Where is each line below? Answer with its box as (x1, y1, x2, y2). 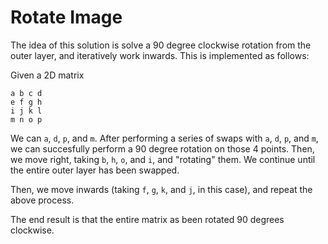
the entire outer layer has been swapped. (10, 164, 180, 176)
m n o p (10, 114, 43, 125)
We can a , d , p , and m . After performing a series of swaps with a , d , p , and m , (10, 132, 319, 144)
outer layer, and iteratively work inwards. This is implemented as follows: (10, 49, 310, 61)
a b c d (10, 88, 43, 98)
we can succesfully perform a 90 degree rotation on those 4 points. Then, (10, 142, 315, 155)
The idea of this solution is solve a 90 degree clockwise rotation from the (10, 39, 312, 51)
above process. (10, 194, 75, 206)
